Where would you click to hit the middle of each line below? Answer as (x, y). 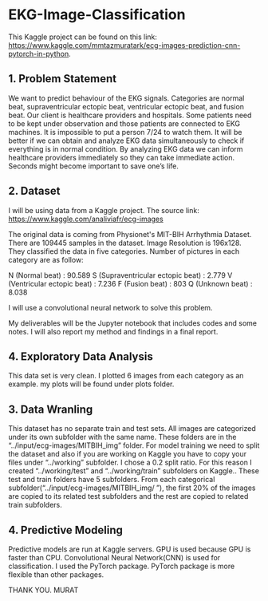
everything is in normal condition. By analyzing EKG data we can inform (126, 148)
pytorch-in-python (39, 53)
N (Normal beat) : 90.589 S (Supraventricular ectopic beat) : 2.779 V (120, 275)
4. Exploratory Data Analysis (81, 356)
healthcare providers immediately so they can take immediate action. (122, 157)
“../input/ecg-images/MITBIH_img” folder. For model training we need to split (134, 445)
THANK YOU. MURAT (43, 590)
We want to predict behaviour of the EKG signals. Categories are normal (126, 98)
